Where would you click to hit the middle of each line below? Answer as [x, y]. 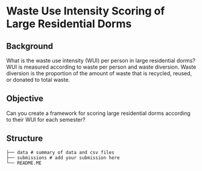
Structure [25, 139]
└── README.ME [24, 163]
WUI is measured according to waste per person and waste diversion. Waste [101, 67]
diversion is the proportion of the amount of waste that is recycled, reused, [99, 73]
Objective [25, 98]
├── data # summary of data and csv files [60, 152]
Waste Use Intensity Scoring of [86, 11]
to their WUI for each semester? [46, 119]
